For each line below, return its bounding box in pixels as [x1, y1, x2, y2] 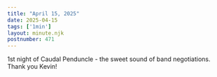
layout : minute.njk [7, 29, 64, 37]
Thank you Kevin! [7, 62, 57, 71]
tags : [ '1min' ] [7, 23, 52, 30]
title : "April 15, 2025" [7, 10, 80, 17]
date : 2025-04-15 [7, 17, 58, 24]
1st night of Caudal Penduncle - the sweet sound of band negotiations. [7, 55, 211, 63]
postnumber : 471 [7, 36, 55, 43]
